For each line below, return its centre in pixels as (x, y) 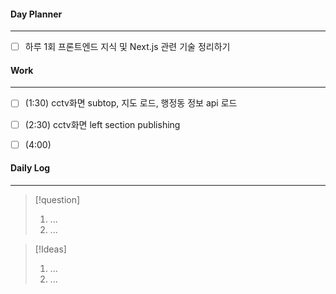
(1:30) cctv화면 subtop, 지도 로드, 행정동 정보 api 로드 (131, 103)
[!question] (57, 199)
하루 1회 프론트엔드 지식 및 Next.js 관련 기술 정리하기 (127, 47)
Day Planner (36, 14)
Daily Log (30, 168)
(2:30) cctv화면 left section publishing (102, 124)
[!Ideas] (50, 249)
